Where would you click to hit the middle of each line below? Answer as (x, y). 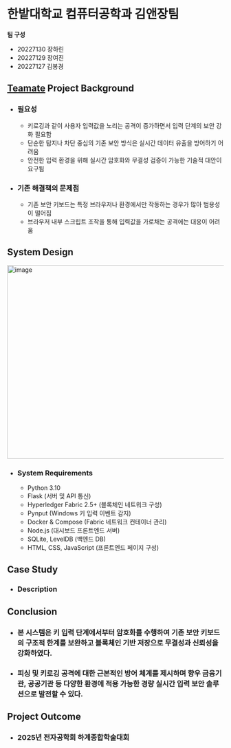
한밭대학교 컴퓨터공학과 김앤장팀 (93, 14)
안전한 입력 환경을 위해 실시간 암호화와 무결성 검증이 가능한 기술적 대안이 (124, 160)
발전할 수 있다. (61, 694)
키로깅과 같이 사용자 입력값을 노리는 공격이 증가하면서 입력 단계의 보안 (121, 125)
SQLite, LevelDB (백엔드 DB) (67, 539)
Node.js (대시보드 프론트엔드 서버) (74, 531)
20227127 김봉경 (40, 66)
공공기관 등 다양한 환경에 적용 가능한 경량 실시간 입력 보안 (116, 683)
